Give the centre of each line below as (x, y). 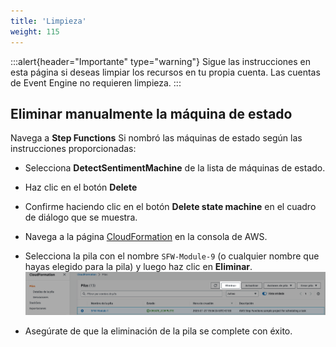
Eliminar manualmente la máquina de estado (151, 113)
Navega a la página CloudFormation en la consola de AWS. (146, 237)
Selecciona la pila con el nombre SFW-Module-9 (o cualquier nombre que (172, 256)
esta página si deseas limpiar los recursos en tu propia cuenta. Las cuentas (165, 72)
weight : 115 (35, 31)
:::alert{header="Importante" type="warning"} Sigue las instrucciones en (160, 61)
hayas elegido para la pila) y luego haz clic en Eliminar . (138, 267)
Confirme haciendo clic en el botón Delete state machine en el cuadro (170, 207)
